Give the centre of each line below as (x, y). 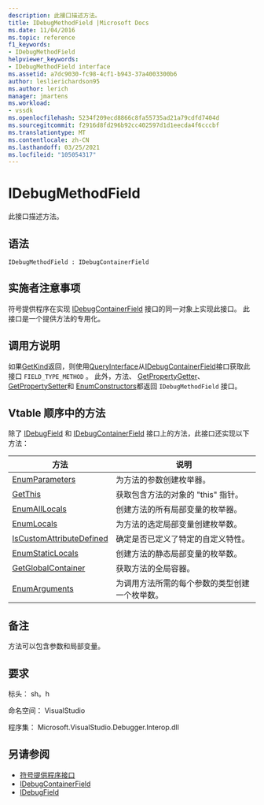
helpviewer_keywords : (44, 60)
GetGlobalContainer (49, 568)
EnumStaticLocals (45, 554)
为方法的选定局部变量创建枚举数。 (179, 525)
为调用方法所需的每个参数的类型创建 (183, 584)
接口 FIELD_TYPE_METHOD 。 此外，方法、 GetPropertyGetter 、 (106, 376)
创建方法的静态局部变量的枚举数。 (179, 554)
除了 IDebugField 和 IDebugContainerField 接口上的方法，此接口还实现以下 (129, 433)
